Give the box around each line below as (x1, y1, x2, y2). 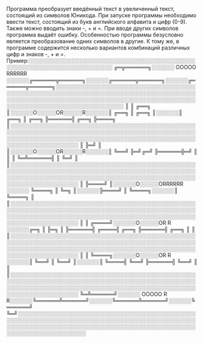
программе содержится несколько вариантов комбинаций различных (6, 44, 190, 51)
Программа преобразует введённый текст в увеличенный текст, (6, 5, 175, 12)
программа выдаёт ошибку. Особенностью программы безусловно (6, 31, 184, 38)
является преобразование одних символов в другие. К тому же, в (6, 38, 180, 45)
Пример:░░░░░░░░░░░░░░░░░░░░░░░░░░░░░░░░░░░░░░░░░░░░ (6, 57, 196, 64)
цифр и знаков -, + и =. (6, 51, 66, 57)
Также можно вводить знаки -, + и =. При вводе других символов (6, 24, 179, 32)
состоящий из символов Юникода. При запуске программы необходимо (6, 12, 197, 19)
